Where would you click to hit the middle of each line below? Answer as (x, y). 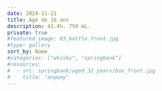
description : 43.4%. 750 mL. (49, 26)
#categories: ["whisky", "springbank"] (64, 58)
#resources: (24, 64)
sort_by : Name (28, 52)
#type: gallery (29, 45)
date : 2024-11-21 (32, 13)
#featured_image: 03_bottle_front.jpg (63, 39)
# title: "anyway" (38, 77)
